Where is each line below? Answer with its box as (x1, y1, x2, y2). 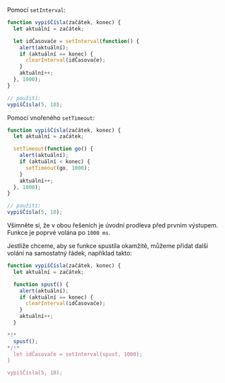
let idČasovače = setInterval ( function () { (13, 38, 139, 45)
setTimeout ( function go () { (13, 145, 94, 153)
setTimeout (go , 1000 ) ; (25, 164, 91, 171)
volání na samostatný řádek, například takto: (7, 249, 132, 257)
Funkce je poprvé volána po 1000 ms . (7, 229, 111, 236)
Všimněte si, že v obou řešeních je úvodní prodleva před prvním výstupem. (7, 221, 218, 229)
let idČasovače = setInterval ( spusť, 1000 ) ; (13, 351, 143, 358)
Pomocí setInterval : (7, 6, 67, 14)
